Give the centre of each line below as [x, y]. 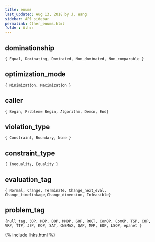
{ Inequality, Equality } [31, 164]
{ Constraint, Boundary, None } [38, 138]
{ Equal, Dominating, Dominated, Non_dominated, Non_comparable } [75, 59]
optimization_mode [35, 74]
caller [14, 100]
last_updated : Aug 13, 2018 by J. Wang [46, 14]
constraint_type [30, 153]
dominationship [30, 48]
